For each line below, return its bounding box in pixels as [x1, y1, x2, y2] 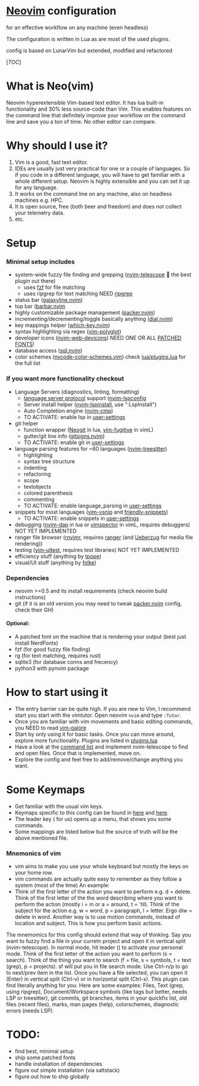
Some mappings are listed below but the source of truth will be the [14, 828, 178, 835]
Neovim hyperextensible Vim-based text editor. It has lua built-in [6, 99, 164, 106]
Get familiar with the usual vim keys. [14, 803, 103, 810]
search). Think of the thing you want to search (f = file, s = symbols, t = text [6, 957, 191, 964]
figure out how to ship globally [14, 1073, 90, 1080]
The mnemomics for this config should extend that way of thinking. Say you [6, 931, 191, 938]
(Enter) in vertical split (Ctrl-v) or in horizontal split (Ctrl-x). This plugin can [6, 975, 189, 983]
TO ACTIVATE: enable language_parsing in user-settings [23, 502, 162, 509]
